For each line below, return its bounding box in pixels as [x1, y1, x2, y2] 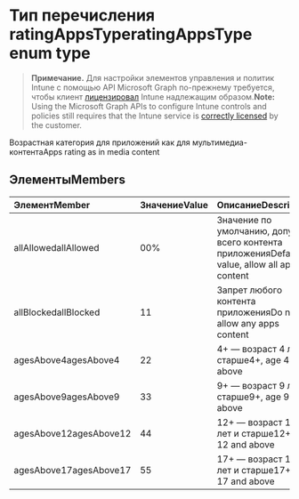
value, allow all [216, 258, 279, 270]
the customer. [30, 119, 83, 130]
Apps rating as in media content [43, 146, 160, 157]
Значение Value [139, 198, 209, 211]
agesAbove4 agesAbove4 [13, 353, 120, 366]
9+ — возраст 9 [216, 379, 286, 391]
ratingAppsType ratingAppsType [9, 24, 253, 44]
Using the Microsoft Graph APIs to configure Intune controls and [30, 101, 267, 111]
